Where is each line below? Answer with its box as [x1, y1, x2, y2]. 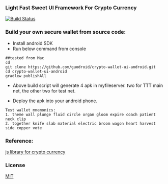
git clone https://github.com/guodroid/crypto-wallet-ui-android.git [5, 64, 156, 70]
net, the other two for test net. [12, 87, 76, 94]
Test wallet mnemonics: [5, 107, 56, 112]
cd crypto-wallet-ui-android [5, 68, 67, 74]
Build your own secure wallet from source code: [5, 29, 126, 36]
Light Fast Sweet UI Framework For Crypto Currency [5, 4, 137, 11]
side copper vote [5, 125, 42, 130]
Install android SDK [12, 40, 53, 46]
